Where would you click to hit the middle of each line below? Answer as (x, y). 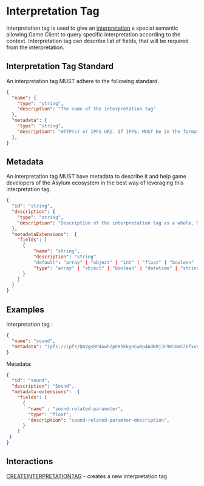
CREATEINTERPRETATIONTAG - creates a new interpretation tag (87, 476)
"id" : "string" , (32, 206)
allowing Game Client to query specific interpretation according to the (93, 34)
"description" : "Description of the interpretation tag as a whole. (106, 223)
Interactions (30, 461)
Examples (25, 310)
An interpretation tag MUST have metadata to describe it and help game (97, 177)
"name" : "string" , (56, 251)
